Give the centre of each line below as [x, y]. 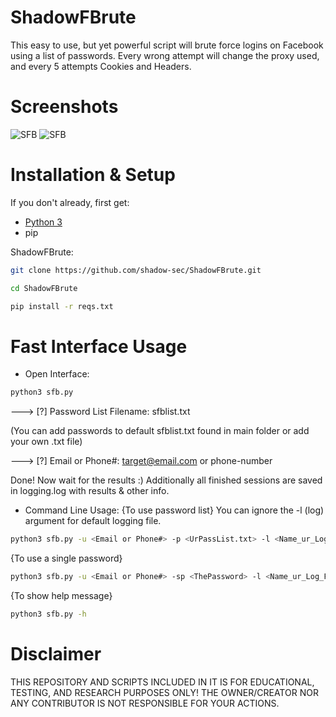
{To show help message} [61, 595]
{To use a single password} [66, 558]
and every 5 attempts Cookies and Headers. [101, 66]
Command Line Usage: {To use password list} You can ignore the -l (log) [174, 510]
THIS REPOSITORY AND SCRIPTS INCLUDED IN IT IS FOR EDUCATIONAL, [162, 682]
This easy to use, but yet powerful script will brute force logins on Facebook [167, 45]
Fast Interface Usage [99, 346]
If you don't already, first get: [70, 202]
